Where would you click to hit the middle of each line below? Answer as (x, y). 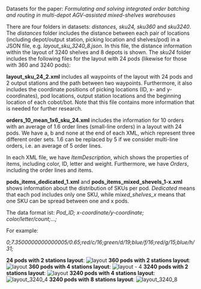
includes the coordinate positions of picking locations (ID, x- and (86, 89)
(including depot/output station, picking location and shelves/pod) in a (93, 39)
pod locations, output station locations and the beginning (111, 96)
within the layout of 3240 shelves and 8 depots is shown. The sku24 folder (99, 52)
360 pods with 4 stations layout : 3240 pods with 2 (108, 266)
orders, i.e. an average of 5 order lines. (54, 146)
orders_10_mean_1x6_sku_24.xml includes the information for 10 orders (95, 120)
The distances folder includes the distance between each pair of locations (98, 33)
